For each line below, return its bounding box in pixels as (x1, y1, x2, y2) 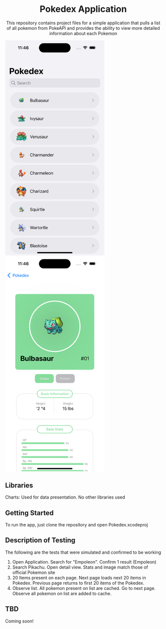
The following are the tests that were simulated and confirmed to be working (5, 549, 162, 555)
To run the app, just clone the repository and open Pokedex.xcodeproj (5, 522, 148, 528)
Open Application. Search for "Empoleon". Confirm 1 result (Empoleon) (12, 559, 157, 565)
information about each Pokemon (49, 30, 117, 36)
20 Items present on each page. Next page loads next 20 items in (12, 574, 146, 580)
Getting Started (5, 509, 54, 517)
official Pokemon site (12, 569, 55, 575)
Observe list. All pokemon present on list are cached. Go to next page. (12, 585, 156, 591)
